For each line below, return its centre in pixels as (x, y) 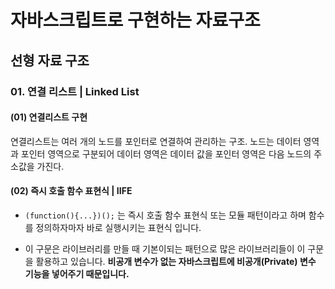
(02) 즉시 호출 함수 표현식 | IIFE (71, 191)
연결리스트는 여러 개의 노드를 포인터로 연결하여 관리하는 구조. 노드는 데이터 (156, 141)
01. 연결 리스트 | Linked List (75, 91)
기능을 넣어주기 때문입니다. (77, 273)
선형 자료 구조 (50, 60)
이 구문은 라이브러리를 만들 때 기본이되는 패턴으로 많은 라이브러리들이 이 (165, 248)
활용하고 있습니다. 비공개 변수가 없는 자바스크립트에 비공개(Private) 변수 (176, 261)
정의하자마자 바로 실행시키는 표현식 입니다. (118, 227)
